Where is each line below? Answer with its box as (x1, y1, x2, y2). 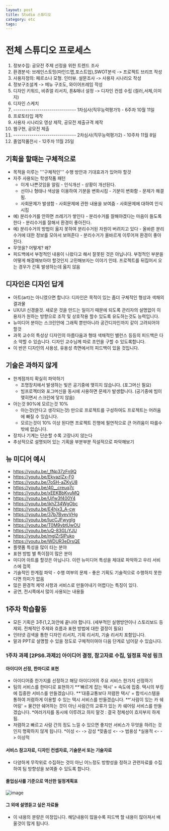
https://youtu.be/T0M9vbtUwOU (13, 522, 81, 528)
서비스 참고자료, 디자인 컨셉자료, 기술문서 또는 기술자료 (6, 747, 112, 753)
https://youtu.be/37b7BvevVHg (13, 512, 78, 518)
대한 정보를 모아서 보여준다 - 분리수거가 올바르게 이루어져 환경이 (26, 232, 152, 238)
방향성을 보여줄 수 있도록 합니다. (28, 765, 91, 771)
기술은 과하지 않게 (6, 361, 58, 370)
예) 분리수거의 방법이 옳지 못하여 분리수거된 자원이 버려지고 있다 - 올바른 (13, 226, 155, 232)
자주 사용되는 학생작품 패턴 (13, 175, 66, 181)
